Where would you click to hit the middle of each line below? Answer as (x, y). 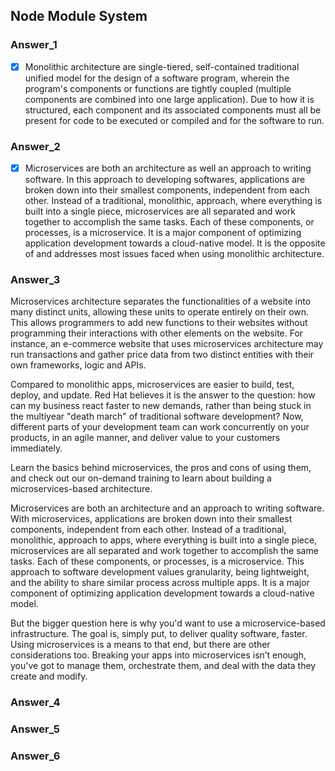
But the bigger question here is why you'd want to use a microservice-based (168, 623)
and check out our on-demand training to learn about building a (141, 478)
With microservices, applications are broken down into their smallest (151, 519)
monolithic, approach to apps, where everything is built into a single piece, (164, 540)
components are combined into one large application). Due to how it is (169, 99)
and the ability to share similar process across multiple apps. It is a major (160, 583)
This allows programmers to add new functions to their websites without (159, 323)
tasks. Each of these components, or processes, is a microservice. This (157, 561)
